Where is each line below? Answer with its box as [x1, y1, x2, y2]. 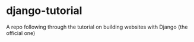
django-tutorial [6, 4, 82, 17]
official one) [6, 29, 36, 36]
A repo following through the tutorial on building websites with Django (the [6, 23, 188, 30]
